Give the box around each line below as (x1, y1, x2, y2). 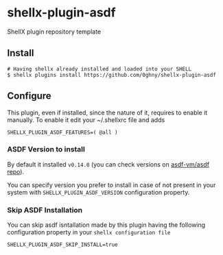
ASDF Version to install (7, 145, 86, 154)
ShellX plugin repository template (7, 27, 102, 36)
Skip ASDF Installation (7, 205, 83, 215)
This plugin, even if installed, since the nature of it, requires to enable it (7, 108, 208, 117)
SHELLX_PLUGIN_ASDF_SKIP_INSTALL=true (7, 241, 118, 248)
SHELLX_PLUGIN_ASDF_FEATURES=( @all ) (7, 129, 118, 136)
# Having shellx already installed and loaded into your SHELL (7, 65, 192, 73)
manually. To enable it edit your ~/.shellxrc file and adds (7, 115, 165, 124)
